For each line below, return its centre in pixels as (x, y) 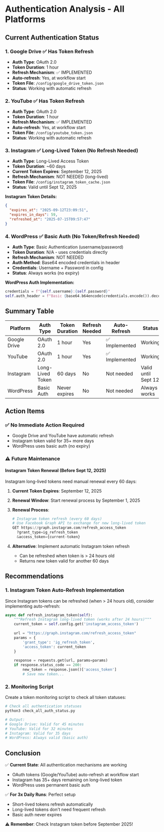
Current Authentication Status (52, 37)
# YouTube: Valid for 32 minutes (39, 729)
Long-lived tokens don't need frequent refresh (59, 810)
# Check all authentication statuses (43, 706)
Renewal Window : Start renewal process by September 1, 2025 (76, 500)
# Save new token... (43, 674)
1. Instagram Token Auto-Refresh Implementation (65, 590)
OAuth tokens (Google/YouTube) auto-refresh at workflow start (75, 775)
